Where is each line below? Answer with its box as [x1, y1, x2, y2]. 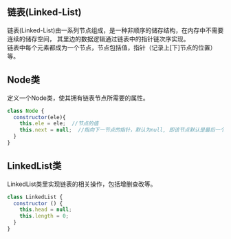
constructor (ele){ [13, 114, 67, 121]
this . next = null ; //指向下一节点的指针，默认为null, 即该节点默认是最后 [19, 127, 215, 134]
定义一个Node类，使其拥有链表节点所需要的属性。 [7, 94, 149, 102]
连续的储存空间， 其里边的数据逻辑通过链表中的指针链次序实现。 [7, 34, 190, 43]
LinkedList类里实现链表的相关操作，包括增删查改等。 [7, 180, 157, 188]
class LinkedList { [7, 194, 63, 200]
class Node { [7, 107, 45, 114]
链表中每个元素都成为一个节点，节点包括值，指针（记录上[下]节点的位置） [7, 43, 217, 52]
